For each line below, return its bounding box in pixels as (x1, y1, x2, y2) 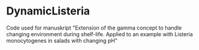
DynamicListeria (6, 4, 90, 18)
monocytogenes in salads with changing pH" (6, 37, 118, 44)
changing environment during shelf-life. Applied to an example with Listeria (6, 30, 193, 37)
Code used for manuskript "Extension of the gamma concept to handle (6, 24, 182, 31)
